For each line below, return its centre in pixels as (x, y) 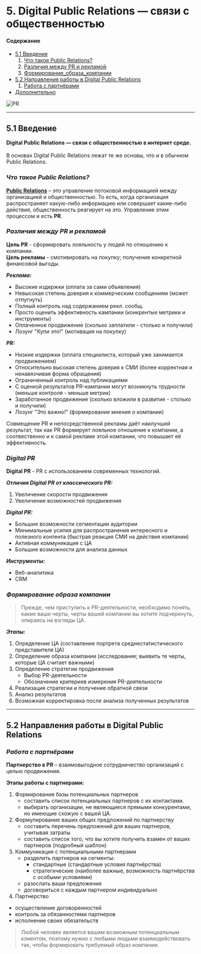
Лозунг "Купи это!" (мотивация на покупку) (71, 331)
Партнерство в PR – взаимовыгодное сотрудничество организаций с (95, 765)
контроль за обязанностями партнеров (65, 914)
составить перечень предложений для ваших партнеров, (98, 826)
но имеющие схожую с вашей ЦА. (68, 814)
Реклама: (19, 275)
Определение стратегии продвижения (64, 669)
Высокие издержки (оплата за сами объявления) (78, 286)
